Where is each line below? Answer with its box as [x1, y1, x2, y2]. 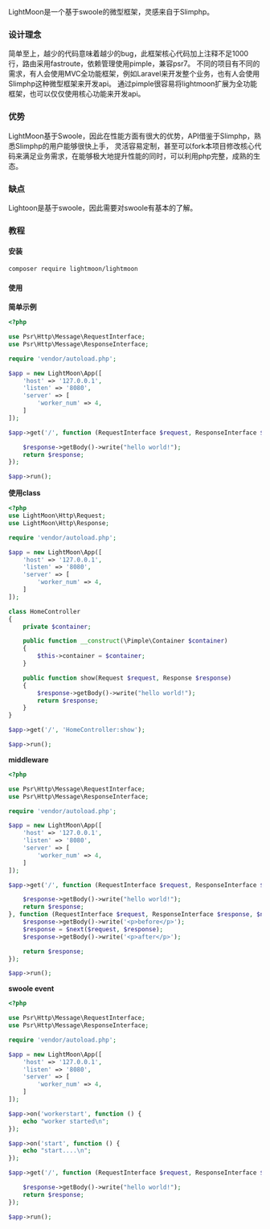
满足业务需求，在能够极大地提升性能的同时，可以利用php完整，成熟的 [22, 151, 254, 161]
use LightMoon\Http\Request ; [8, 512, 106, 520]
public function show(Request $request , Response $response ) [22, 674, 231, 682]
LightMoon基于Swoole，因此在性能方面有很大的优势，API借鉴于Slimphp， [8, 131, 255, 141]
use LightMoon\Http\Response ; [8, 519, 110, 527]
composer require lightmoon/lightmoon [8, 265, 138, 273]
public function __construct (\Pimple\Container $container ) [22, 637, 228, 645]
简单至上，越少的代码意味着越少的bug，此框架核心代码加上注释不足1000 [8, 49, 249, 59]
